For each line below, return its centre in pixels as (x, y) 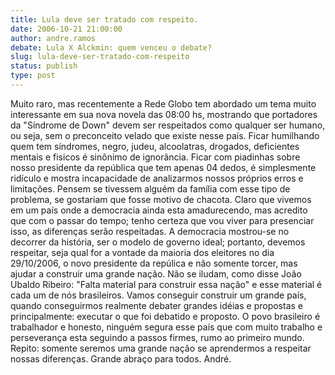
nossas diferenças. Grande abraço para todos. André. (121, 358)
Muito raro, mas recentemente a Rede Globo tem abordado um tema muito (163, 103)
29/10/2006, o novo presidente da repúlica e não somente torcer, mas (154, 263)
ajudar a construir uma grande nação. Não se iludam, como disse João (156, 273)
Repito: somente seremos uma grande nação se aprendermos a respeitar (161, 348)
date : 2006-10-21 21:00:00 (66, 29)
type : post (33, 76)
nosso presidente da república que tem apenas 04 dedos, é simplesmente (163, 167)
